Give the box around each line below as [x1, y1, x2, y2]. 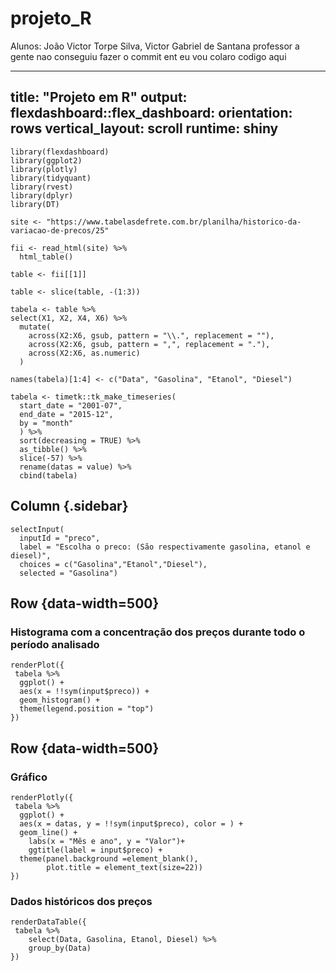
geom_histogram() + [19, 695, 101, 706]
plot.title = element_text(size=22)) [46, 862, 203, 872]
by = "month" [19, 418, 74, 428]
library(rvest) [10, 182, 74, 192]
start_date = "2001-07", [19, 400, 123, 411]
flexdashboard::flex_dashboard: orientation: [10, 105, 293, 122]
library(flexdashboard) [10, 147, 110, 157]
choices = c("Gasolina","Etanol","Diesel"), [19, 559, 208, 569]
